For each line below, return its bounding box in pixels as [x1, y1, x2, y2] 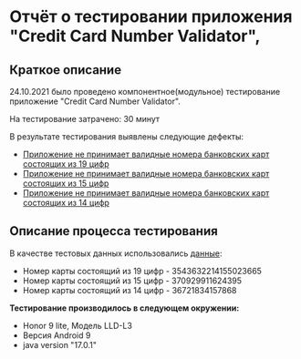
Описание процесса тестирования [9, 223, 219, 239]
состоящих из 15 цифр [22, 178, 109, 189]
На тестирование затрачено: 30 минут [9, 114, 161, 124]
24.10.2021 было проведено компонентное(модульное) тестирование [9, 87, 281, 97]
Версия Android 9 [22, 330, 91, 341]
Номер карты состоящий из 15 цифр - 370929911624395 [22, 275, 243, 286]
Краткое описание [9, 62, 121, 77]
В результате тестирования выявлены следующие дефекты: [9, 131, 244, 142]
